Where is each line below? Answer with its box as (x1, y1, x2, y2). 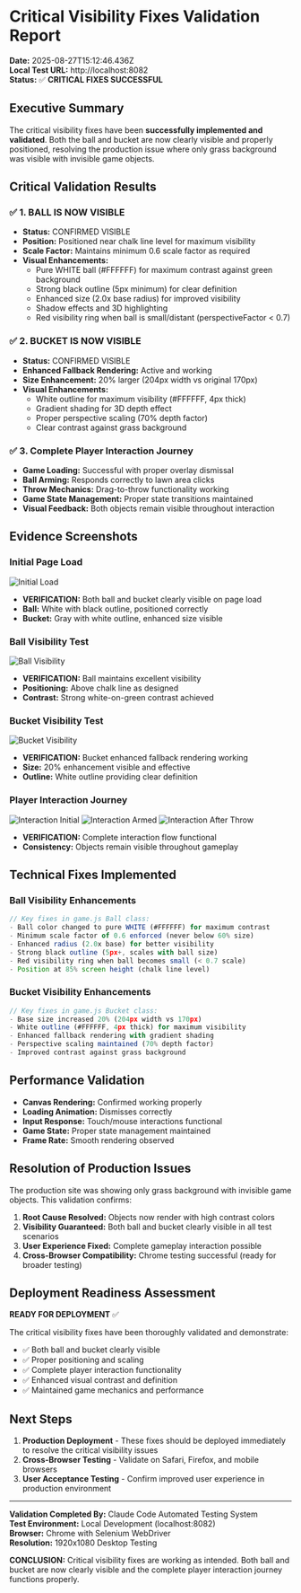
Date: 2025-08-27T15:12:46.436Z (9, 55, 134, 66)
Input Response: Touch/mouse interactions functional (21, 1115, 222, 1126)
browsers (21, 1464, 58, 1474)
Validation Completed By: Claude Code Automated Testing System (9, 1509, 258, 1519)
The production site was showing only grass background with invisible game (9, 1184, 292, 1195)
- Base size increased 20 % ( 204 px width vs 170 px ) (9, 1015, 202, 1024)
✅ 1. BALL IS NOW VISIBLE (9, 207, 125, 219)
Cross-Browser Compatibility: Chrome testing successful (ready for (21, 1250, 277, 1261)
